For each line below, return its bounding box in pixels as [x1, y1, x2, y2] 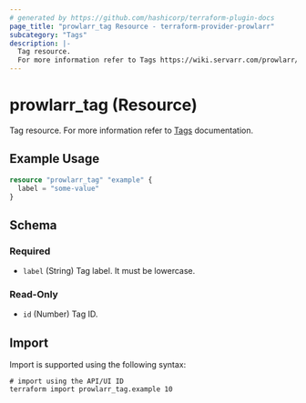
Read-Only [9, 287, 59, 300]
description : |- [9, 38, 71, 48]
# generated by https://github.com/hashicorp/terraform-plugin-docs [9, 13, 275, 23]
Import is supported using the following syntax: [9, 359, 187, 370]
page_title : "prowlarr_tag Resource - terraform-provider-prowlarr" [9, 22, 275, 31]
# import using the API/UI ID [9, 377, 125, 387]
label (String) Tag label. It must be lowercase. [22, 266, 196, 277]
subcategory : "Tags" [9, 30, 88, 39]
